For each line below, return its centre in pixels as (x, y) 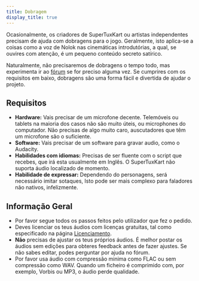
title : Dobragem (26, 12)
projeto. (16, 84)
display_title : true (32, 17)
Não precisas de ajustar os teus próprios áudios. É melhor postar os (98, 240)
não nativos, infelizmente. (47, 188)
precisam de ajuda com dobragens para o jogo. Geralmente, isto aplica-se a (100, 41)
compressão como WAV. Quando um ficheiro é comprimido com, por (99, 265)
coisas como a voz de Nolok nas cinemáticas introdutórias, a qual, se (91, 47)
